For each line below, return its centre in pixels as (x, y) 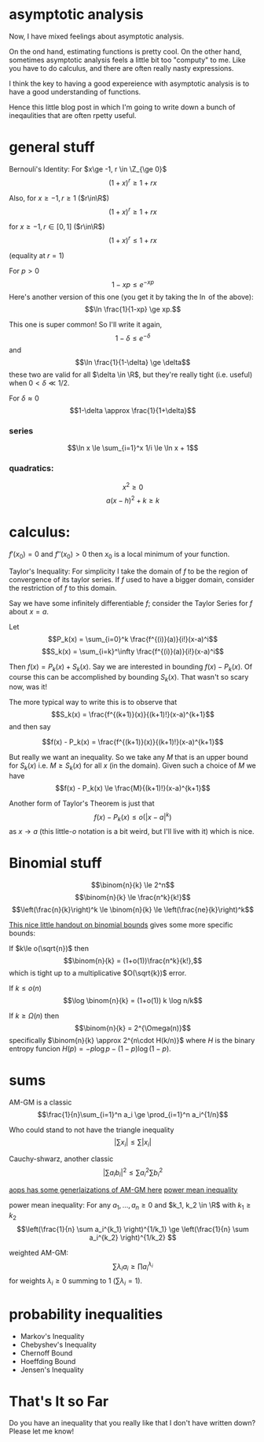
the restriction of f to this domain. (63, 588)
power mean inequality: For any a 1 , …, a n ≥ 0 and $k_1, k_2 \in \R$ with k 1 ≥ (130, 1206)
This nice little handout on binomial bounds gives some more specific (121, 924)
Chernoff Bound (46, 1353)
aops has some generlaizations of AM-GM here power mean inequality (123, 1189)
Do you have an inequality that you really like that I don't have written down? (132, 1423)
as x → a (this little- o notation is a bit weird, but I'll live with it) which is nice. (132, 831)
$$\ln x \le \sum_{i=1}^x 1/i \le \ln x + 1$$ (133, 448)
